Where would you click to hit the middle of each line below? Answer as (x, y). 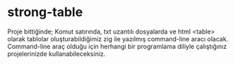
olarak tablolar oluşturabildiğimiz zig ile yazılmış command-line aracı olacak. (118, 38)
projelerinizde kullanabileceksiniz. (56, 54)
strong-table (45, 12)
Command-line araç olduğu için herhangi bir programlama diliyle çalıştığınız (117, 46)
